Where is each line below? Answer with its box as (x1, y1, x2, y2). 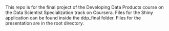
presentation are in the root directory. (5, 20, 84, 26)
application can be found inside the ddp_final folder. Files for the (5, 15, 141, 20)
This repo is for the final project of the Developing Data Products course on (5, 4, 164, 10)
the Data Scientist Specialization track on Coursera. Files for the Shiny (5, 9, 154, 15)
